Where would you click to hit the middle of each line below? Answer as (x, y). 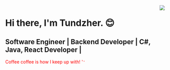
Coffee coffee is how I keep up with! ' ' (45, 62)
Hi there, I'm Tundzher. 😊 (60, 23)
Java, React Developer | (44, 49)
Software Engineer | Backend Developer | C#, (78, 42)
